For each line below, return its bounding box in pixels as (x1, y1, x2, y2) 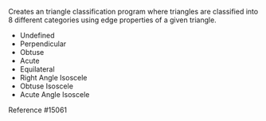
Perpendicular (19, 39, 67, 49)
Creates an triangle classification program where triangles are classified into (8, 7, 259, 16)
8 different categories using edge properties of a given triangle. (8, 15, 217, 25)
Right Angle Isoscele (19, 73, 88, 82)
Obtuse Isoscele (19, 81, 74, 91)
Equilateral (19, 64, 55, 74)
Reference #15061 (8, 105, 68, 115)
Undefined (19, 31, 55, 40)
